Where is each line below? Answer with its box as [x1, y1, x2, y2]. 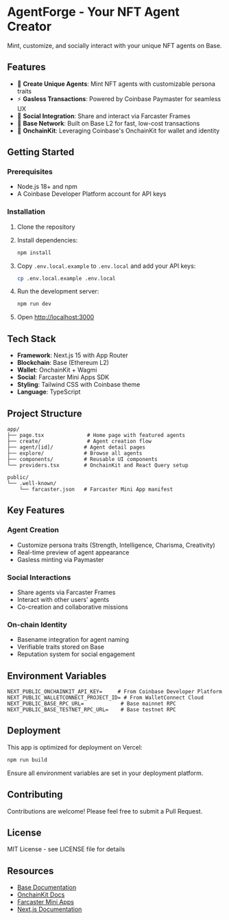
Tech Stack [7, 333, 56, 344]
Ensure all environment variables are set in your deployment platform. [7, 769, 204, 777]
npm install [16, 249, 51, 256]
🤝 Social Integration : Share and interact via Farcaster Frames [16, 111, 191, 120]
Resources [7, 865, 54, 877]
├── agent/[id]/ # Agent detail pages [7, 444, 146, 451]
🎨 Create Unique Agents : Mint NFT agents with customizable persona [16, 80, 216, 88]
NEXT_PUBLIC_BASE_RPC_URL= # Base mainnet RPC [7, 700, 176, 708]
